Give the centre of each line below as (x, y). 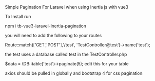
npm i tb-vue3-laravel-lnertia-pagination (46, 26)
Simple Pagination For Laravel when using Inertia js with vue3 (67, 7)
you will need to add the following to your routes (54, 35)
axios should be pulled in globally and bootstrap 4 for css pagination (74, 73)
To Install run (18, 16)
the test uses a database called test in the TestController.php (66, 54)
